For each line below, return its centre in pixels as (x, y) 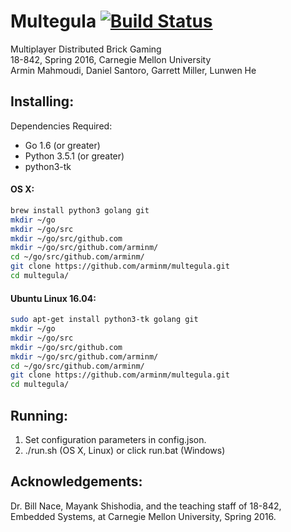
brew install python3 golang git (80, 210)
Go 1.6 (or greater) (62, 145)
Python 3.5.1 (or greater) (74, 156)
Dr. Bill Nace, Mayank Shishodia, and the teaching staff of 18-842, (146, 506)
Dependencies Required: (61, 126)
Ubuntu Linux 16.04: (53, 298)
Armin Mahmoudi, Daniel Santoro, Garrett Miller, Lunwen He (133, 70)
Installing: (42, 101)
